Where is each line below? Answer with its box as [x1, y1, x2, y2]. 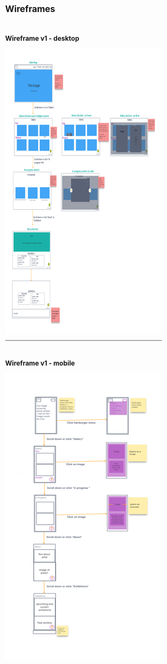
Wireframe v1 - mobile [5, 359, 76, 367]
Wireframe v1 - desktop [5, 34, 80, 43]
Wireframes [5, 3, 56, 15]
